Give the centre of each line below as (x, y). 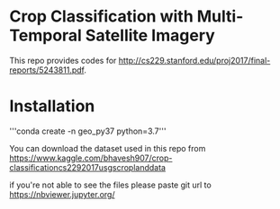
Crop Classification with (101, 17)
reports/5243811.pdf (47, 70)
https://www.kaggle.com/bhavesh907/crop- (91, 158)
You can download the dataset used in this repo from (108, 148)
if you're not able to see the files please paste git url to (110, 185)
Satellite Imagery (150, 35)
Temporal (46, 35)
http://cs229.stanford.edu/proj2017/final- (194, 60)
